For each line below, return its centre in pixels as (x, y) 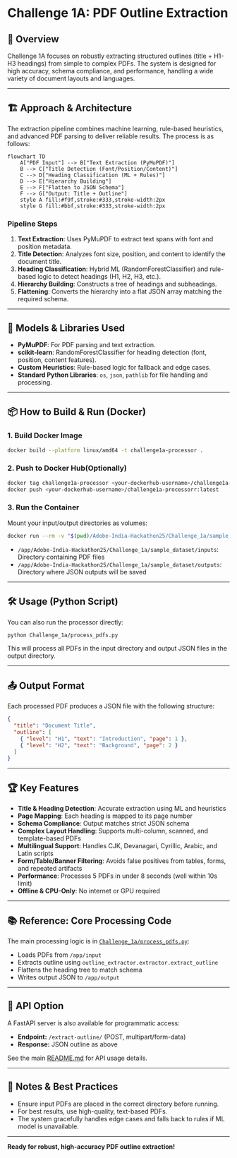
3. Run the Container (43, 507)
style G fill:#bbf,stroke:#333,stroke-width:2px (93, 206)
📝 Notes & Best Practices (63, 1087)
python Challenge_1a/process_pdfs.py (63, 635)
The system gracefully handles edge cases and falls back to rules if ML (121, 1118)
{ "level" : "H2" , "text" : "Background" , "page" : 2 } (99, 745)
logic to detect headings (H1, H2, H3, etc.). (99, 277)
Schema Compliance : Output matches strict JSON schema (103, 824)
